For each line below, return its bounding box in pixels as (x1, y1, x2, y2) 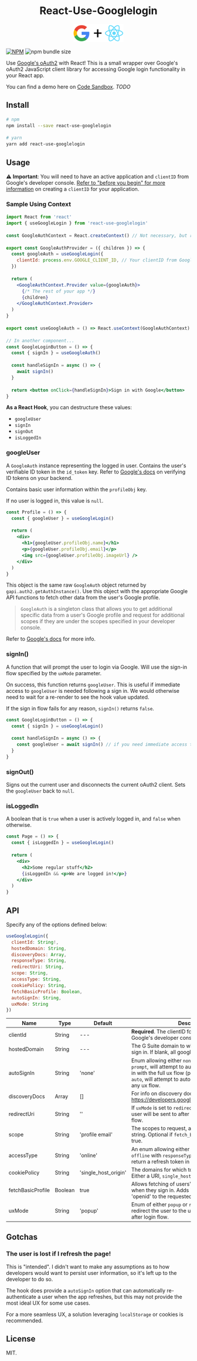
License (6, 1333, 36, 1343)
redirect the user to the (131, 1207, 186, 1214)
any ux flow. (131, 1081, 161, 1088)
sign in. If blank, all (131, 1049, 176, 1056)
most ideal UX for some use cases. (6, 1299, 91, 1306)
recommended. (6, 1317, 43, 1324)
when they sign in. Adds (131, 1187, 189, 1194)
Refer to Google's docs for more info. (6, 635, 96, 642)
